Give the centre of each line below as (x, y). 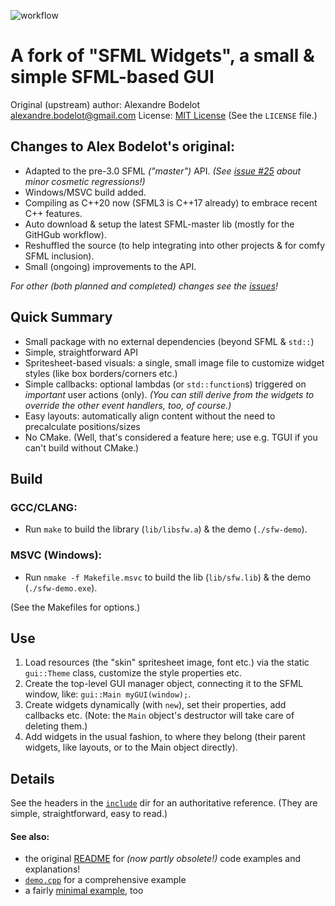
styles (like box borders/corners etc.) (101, 373)
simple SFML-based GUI (112, 77)
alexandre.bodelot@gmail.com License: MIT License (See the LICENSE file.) (164, 115)
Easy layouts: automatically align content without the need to (150, 416)
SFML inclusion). (59, 256)
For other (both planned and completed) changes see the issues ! (144, 286)
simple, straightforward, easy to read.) (89, 814)
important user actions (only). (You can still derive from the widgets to (169, 394)
